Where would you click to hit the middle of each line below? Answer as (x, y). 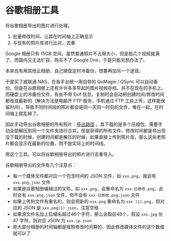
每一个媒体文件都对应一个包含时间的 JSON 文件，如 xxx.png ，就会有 (84, 176)
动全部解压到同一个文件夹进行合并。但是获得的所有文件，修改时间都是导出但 (85, 130)
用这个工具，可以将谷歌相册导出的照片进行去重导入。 (61, 154)
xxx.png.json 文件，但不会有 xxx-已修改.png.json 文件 (83, 195)
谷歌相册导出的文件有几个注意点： (41, 165)
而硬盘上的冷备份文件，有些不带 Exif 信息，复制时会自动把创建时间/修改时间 (85, 94)
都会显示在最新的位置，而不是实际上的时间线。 (59, 143)
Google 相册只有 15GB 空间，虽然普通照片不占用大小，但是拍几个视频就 (80, 53)
